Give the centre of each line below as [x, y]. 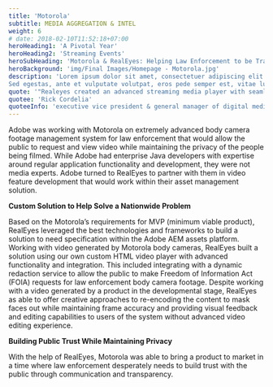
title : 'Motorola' [39, 16]
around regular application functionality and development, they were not [129, 164]
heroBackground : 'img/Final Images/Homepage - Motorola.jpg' [114, 69]
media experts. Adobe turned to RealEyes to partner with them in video [127, 173]
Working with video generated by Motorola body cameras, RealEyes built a [133, 248]
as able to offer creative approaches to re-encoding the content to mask [129, 300]
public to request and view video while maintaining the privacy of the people [136, 147]
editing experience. [41, 325]
